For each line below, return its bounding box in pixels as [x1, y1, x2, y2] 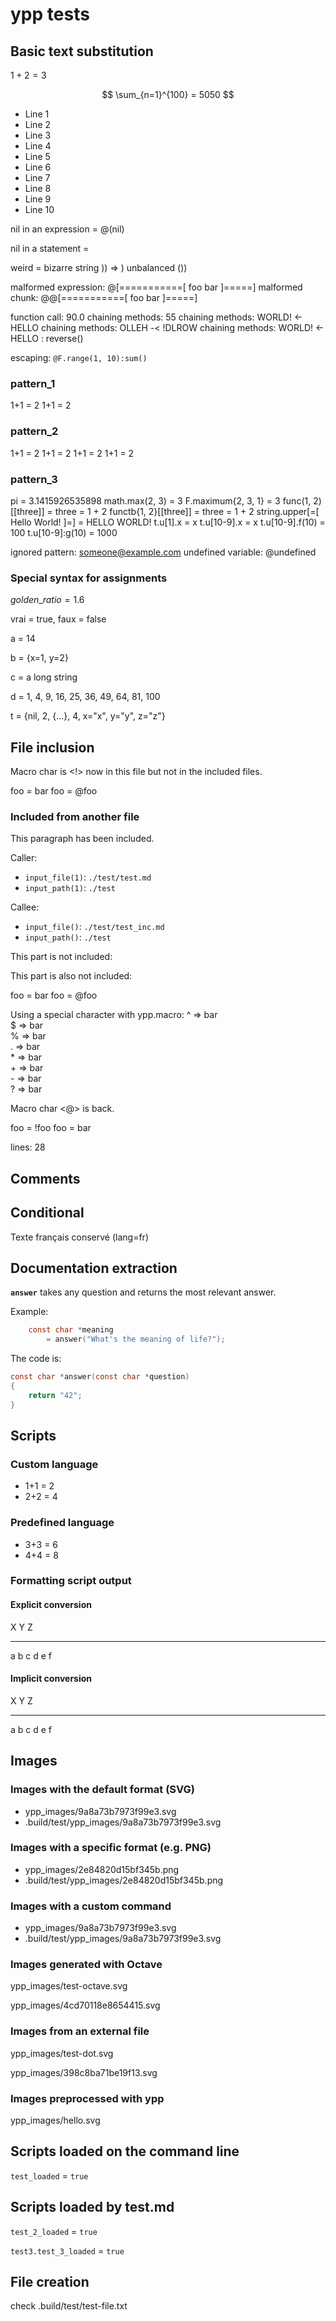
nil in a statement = [10, 243, 90, 254]
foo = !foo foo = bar [10, 1122, 92, 1134]
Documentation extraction [10, 1259, 178, 1277]
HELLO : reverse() [10, 333, 84, 344]
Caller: [10, 852, 38, 864]
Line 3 [24, 129, 52, 141]
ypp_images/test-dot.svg [10, 2047, 114, 2059]
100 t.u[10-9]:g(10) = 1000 [10, 526, 118, 538]
